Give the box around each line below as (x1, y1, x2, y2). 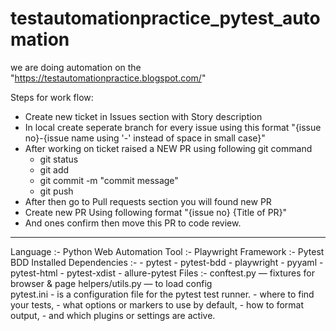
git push (39, 185, 74, 197)
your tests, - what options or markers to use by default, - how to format (10, 298, 304, 311)
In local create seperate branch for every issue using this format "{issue (24, 121, 322, 133)
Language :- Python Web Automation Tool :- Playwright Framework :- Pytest (10, 245, 325, 257)
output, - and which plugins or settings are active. (10, 309, 216, 321)
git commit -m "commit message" (39, 174, 179, 186)
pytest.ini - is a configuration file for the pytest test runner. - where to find (10, 288, 315, 300)
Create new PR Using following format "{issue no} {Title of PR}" (24, 206, 288, 218)
